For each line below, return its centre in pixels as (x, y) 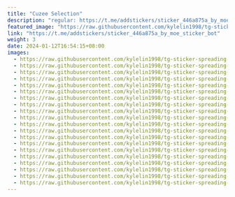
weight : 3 (22, 40)
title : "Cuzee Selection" (45, 14)
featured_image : (31, 27)
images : (19, 53)
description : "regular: (42, 20)
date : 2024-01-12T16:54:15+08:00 (56, 46)
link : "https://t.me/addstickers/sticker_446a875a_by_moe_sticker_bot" (114, 33)
